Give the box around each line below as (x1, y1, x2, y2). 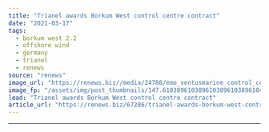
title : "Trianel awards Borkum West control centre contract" (8, 11, 220, 20)
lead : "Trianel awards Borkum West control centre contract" (8, 94, 217, 102)
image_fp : (8, 86, 42, 94)
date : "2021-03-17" (8, 19, 74, 27)
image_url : (8, 78, 45, 86)
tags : (8, 26, 26, 34)
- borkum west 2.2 (15, 34, 78, 42)
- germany (15, 49, 48, 57)
